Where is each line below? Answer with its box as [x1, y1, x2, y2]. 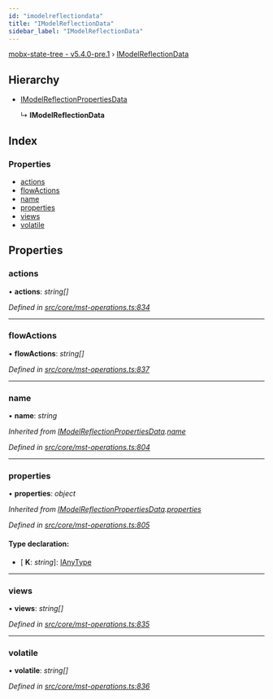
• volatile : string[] [8, 666, 69, 675]
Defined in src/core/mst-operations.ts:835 [8, 619, 150, 629]
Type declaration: [8, 539, 70, 549]
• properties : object [8, 489, 76, 499]
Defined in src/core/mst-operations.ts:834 [8, 302, 150, 312]
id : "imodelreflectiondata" [8, 11, 104, 20]
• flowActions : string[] [8, 348, 84, 358]
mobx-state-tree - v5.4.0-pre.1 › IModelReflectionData [8, 50, 189, 59]
